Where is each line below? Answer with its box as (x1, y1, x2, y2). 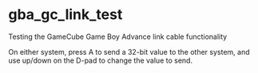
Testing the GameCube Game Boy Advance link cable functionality (8, 32, 228, 41)
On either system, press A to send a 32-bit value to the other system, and (8, 47, 250, 56)
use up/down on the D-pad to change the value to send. (8, 56, 193, 65)
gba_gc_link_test (8, 6, 123, 24)
